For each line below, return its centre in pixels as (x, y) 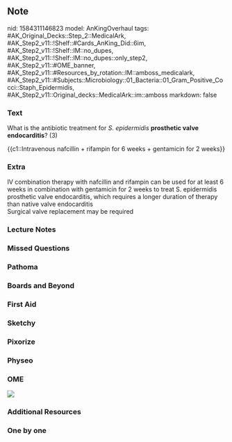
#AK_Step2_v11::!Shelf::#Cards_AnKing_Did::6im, (77, 43)
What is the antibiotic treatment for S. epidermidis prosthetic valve (103, 128)
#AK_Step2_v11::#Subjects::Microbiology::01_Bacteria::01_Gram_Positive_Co (115, 80)
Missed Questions (39, 248)
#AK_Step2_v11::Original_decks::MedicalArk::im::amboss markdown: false (112, 95)
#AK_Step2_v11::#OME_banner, (51, 65)
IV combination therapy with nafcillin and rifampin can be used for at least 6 (116, 182)
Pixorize (22, 342)
